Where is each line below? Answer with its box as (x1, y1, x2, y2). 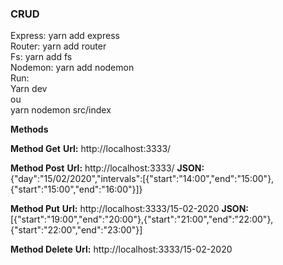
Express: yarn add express (10, 30, 120, 42)
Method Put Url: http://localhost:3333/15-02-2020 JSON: (10, 203, 249, 215)
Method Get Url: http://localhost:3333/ (10, 143, 172, 155)
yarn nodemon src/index (10, 104, 112, 116)
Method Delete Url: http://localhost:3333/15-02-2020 (10, 243, 233, 256)
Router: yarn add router (10, 40, 107, 52)
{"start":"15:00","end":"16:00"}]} (10, 183, 143, 196)
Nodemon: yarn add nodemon (10, 62, 135, 74)
